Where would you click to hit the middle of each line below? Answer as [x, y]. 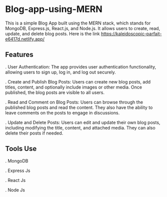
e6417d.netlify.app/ [25, 39]
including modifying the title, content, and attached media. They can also [80, 127]
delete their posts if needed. [34, 133]
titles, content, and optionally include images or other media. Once [74, 87]
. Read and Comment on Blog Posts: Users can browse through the [74, 102]
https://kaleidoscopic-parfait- [131, 33]
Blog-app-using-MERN [54, 9]
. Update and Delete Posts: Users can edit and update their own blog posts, [83, 122]
